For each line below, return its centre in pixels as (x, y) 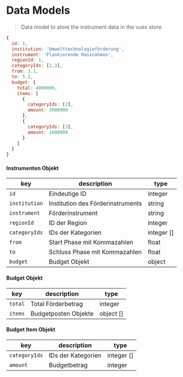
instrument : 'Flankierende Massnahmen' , (62, 54)
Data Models (38, 10)
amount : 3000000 (48, 110)
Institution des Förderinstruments (95, 204)
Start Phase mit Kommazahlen (91, 243)
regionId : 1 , (28, 60)
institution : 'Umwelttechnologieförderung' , (68, 49)
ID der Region (68, 223)
